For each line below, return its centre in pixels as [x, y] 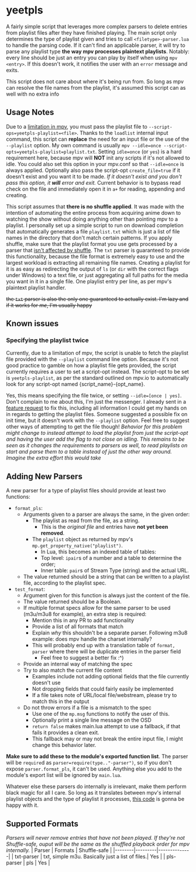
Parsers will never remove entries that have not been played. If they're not [96, 838]
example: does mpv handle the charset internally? [92, 639]
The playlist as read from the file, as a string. [86, 521]
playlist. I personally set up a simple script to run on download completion [95, 225]
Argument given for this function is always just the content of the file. [106, 596]
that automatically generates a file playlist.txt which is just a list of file [93, 231]
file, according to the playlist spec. [65, 583]
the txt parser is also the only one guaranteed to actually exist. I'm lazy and [97, 299]
